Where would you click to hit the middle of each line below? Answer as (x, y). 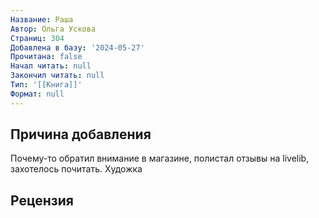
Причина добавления (81, 134)
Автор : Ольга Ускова (53, 29)
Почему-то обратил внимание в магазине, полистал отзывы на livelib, (160, 158)
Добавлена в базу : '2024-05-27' (77, 47)
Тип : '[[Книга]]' (46, 85)
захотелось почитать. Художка (76, 169)
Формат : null (37, 94)
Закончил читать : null (57, 76)
